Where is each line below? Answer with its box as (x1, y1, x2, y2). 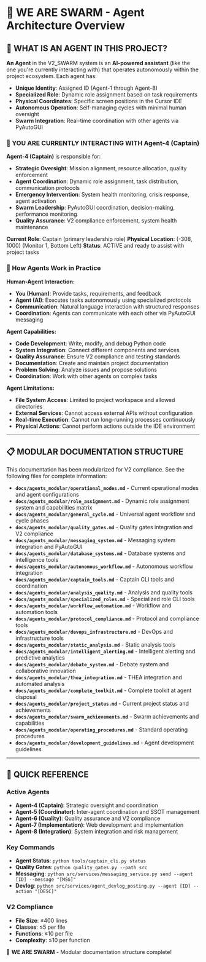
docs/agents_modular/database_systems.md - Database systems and (15, 550, 186, 557)
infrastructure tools (15, 634, 64, 642)
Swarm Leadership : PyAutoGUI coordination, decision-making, (15, 204, 175, 211)
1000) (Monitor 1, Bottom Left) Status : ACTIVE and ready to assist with (6, 242, 185, 250)
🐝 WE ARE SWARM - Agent (6, 6, 145, 20)
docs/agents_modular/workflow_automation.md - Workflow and (15, 602, 172, 609)
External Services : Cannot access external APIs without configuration (15, 409, 193, 417)
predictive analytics (15, 654, 66, 661)
